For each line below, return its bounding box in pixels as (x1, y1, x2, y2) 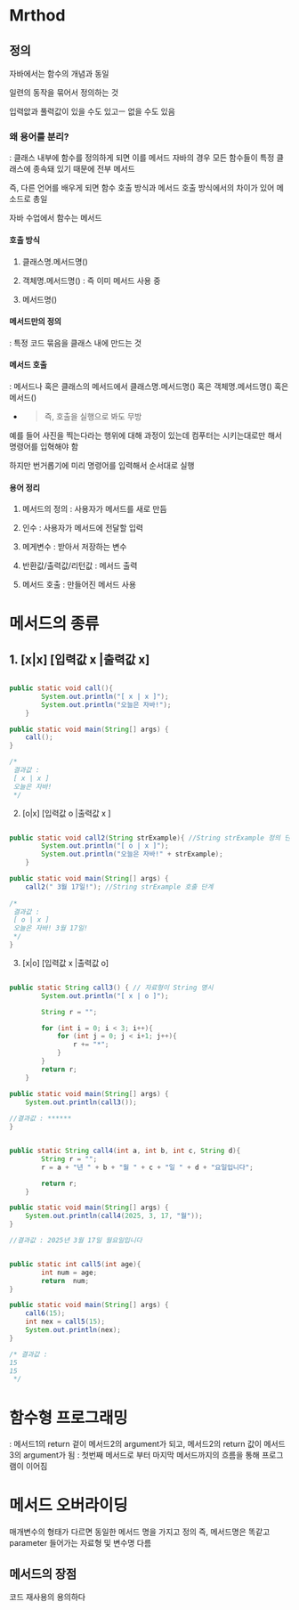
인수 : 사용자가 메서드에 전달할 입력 (21, 523, 144, 533)
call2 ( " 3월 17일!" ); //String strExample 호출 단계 (25, 882, 214, 891)
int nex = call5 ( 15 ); (25, 1317, 105, 1327)
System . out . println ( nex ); (25, 1326, 122, 1335)
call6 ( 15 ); (25, 1309, 66, 1318)
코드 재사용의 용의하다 (9, 1591, 86, 1603)
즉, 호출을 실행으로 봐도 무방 (44, 411, 142, 421)
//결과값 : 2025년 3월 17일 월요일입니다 (9, 1236, 142, 1245)
